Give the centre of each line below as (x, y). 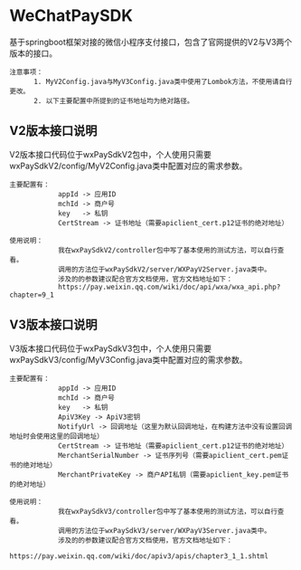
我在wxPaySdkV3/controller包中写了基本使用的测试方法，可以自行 (168, 511)
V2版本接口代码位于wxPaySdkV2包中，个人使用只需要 (111, 154)
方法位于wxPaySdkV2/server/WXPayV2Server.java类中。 (174, 269)
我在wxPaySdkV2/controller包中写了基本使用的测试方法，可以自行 (168, 250)
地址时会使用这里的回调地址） (56, 436)
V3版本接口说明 (53, 325)
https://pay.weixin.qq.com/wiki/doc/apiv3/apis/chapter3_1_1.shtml (139, 556)
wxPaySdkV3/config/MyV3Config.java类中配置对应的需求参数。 (128, 359)
